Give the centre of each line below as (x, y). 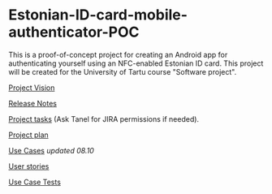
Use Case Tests (35, 182)
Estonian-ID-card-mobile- (98, 15)
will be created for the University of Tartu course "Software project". (123, 71)
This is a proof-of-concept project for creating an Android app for (118, 54)
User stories (29, 166)
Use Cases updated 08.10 (52, 150)
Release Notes (32, 103)
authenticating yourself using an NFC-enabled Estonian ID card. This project (136, 63)
